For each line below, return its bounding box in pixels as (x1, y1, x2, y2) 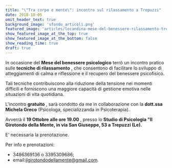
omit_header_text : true (5, 17, 56, 22)
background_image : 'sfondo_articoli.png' (5, 21, 95, 27)
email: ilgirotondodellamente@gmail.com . (12, 157, 99, 163)
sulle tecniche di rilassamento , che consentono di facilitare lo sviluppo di (5, 65, 162, 71)
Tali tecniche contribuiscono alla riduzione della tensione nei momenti (5, 80, 153, 86)
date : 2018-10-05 (5, 12, 42, 17)
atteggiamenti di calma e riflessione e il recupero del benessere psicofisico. (5, 70, 165, 77)
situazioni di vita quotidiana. (5, 91, 64, 97)
